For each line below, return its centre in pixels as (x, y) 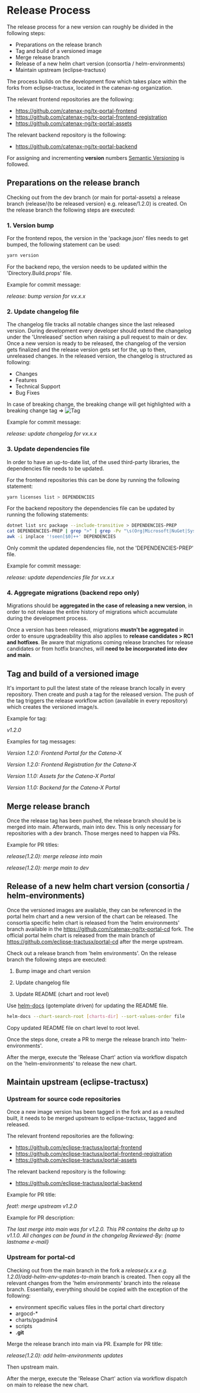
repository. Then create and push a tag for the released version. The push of (100, 694)
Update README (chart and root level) (62, 994)
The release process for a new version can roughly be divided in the (90, 27)
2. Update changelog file (43, 311)
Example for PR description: (41, 1218)
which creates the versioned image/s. (53, 707)
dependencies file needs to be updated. (55, 468)
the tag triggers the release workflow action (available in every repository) (97, 701)
